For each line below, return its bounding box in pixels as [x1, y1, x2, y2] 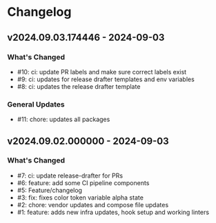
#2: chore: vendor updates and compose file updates [17, 200, 169, 209]
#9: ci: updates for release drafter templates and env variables [17, 75, 195, 83]
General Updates [7, 99, 66, 109]
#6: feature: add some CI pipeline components [17, 178, 150, 187]
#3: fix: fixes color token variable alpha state [17, 193, 144, 202]
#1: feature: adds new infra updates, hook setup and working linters [17, 208, 209, 216]
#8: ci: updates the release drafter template [17, 82, 141, 90]
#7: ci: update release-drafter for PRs [17, 171, 123, 180]
